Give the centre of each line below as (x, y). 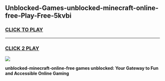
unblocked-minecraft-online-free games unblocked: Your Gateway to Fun (82, 68)
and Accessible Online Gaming (37, 73)
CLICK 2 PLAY (22, 48)
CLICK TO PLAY (24, 30)
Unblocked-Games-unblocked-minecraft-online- (82, 8)
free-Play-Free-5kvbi (38, 16)
